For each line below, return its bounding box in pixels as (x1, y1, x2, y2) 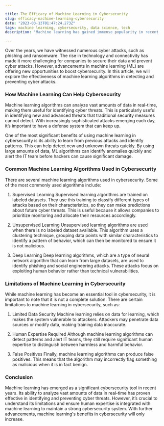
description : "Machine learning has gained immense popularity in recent (5, 30, 159, 35)
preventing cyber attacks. (5, 79, 57, 85)
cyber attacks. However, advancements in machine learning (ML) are (5, 63, 144, 69)
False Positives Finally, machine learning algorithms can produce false (12, 351, 154, 357)
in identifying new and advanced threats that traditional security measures (5, 112, 155, 118)
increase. (5, 416, 24, 422)
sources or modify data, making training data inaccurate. (12, 322, 127, 328)
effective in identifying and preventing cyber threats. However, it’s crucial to (5, 396, 158, 401)
